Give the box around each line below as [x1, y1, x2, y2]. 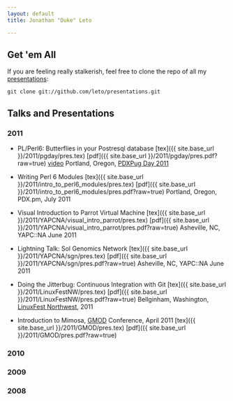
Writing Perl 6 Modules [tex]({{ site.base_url [17, 173, 144, 181]
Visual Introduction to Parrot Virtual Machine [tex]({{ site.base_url [17, 209, 206, 217]
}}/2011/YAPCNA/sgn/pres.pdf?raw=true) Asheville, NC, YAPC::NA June [17, 260, 225, 267]
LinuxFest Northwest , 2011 [17, 302, 93, 311]
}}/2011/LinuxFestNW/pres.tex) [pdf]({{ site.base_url [17, 288, 167, 296]
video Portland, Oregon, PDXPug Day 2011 [47, 159, 169, 167]
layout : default [7, 10, 54, 17]
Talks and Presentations [7, 107, 115, 119]
